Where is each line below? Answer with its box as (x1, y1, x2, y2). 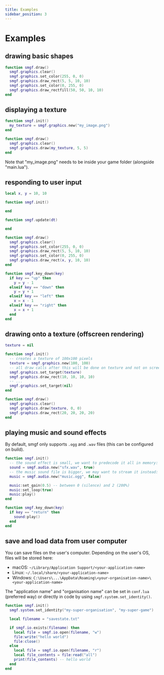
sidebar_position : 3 (5, 12, 47, 17)
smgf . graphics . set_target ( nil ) (9, 383, 73, 388)
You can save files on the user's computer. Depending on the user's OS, (5, 550, 150, 556)
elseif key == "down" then (9, 285, 64, 290)
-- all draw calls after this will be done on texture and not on (9, 365, 147, 370)
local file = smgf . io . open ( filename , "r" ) (14, 648, 102, 653)
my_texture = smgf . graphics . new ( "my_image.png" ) (9, 123, 110, 128)
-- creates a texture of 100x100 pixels (9, 357, 93, 361)
